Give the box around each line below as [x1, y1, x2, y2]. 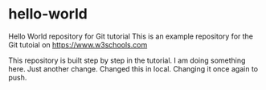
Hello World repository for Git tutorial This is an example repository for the [8, 31, 254, 41]
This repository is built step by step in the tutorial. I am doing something [8, 55, 246, 65]
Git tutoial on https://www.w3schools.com [8, 39, 148, 49]
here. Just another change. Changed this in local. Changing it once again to [8, 63, 259, 73]
